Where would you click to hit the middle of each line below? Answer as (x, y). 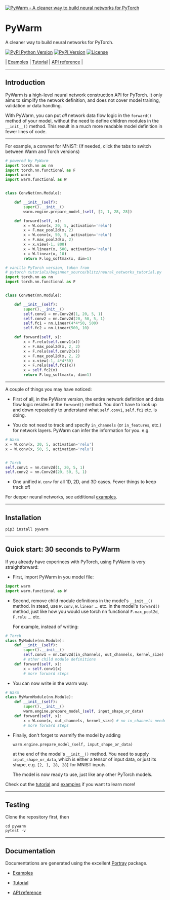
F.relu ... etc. (27, 617)
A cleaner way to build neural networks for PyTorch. (59, 42)
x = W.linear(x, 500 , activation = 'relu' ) (68, 249)
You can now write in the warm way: (50, 683)
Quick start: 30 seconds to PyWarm (63, 550)
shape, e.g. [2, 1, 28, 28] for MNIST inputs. (60, 764)
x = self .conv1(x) (43, 669)
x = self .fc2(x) (40, 370)
